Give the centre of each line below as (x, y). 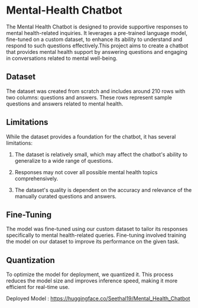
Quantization (30, 260)
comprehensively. (36, 178)
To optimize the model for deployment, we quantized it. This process (90, 275)
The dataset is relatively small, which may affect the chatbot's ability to (101, 154)
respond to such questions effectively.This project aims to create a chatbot (97, 46)
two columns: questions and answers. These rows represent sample (89, 97)
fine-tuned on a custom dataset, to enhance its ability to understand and (94, 39)
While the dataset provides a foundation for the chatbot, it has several (91, 136)
